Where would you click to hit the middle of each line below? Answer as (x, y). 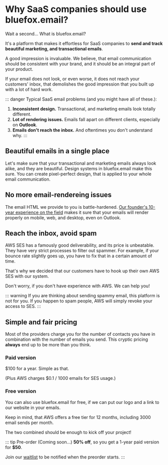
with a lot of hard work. (29, 89)
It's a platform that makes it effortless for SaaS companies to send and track (84, 43)
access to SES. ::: (23, 306)
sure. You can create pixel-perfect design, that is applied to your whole (78, 174)
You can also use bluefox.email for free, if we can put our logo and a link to (82, 402)
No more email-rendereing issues (58, 195)
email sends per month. (29, 422)
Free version (21, 391)
